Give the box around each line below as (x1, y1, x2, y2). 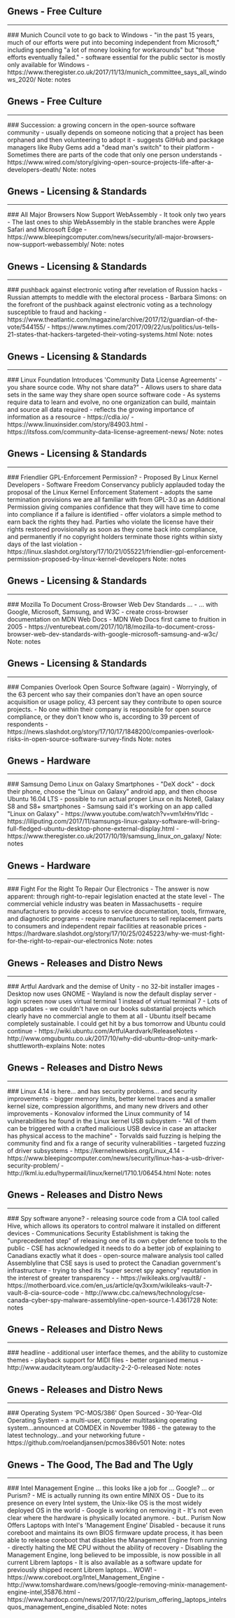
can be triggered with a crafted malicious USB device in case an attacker (7, 1124, 218, 1132)
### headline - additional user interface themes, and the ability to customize (7, 1349, 228, 1357)
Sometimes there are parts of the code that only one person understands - (7, 150, 222, 159)
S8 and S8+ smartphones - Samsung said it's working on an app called (7, 802, 213, 810)
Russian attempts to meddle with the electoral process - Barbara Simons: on (7, 293, 227, 301)
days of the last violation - (7, 540, 83, 548)
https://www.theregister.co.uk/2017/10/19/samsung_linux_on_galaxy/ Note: (7, 832, 222, 840)
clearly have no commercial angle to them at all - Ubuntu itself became (7, 1012, 212, 1020)
